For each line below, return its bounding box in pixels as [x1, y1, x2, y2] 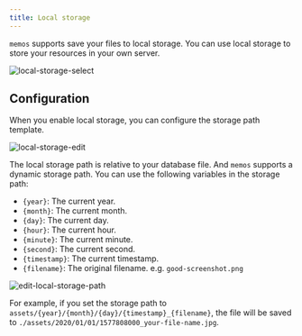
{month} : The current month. [22, 205, 128, 216]
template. [9, 124, 45, 135]
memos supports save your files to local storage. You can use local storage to [9, 38, 291, 49]
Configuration [9, 91, 90, 106]
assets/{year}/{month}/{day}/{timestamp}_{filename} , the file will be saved [9, 307, 292, 318]
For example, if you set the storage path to [9, 298, 168, 309]
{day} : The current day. [22, 215, 110, 226]
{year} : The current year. [22, 195, 116, 207]
